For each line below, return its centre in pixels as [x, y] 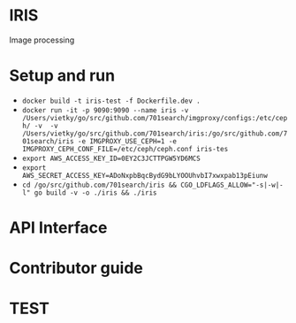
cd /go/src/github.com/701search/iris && [99, 185]
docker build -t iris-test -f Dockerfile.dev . [111, 101]
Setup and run [62, 76]
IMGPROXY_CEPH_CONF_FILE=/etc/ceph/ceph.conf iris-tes [125, 149]
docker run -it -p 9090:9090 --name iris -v [105, 110]
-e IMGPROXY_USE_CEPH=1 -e [127, 141]
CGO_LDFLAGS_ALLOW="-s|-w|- [232, 185]
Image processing [42, 40]
